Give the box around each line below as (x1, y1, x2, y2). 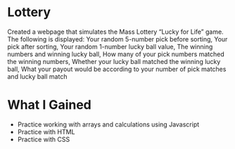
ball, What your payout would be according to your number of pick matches (7, 65, 227, 73)
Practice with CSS (17, 135, 70, 143)
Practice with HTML (17, 127, 75, 136)
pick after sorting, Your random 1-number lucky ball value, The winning (7, 42, 213, 51)
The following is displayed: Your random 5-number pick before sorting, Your (7, 34, 228, 43)
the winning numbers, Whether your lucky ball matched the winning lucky (7, 57, 221, 65)
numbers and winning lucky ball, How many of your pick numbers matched (7, 50, 225, 58)
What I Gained (7, 97, 91, 113)
